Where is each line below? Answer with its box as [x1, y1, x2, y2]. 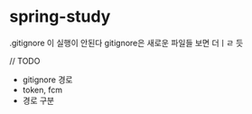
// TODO [9, 55, 41, 66]
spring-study [9, 6, 111, 27]
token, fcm [22, 84, 63, 95]
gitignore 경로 [22, 74, 73, 85]
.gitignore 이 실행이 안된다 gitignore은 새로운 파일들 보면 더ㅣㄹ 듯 [9, 37, 244, 48]
